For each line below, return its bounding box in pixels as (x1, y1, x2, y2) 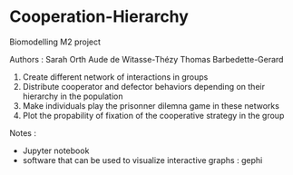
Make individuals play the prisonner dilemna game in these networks (22, 100, 279, 111)
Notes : (9, 127, 36, 138)
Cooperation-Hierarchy (9, 6, 189, 27)
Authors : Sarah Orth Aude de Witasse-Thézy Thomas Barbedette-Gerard (9, 53, 284, 64)
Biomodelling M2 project (9, 36, 102, 47)
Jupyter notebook (22, 145, 90, 156)
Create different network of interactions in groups (22, 71, 209, 83)
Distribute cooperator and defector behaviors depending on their (22, 81, 266, 92)
